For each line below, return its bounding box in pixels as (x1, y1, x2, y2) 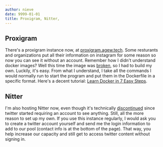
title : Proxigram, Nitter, (5, 16, 60, 21)
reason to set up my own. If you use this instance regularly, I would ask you (5, 115, 156, 121)
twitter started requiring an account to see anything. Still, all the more (5, 110, 144, 116)
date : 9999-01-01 (5, 12, 40, 17)
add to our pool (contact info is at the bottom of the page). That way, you (5, 126, 151, 131)
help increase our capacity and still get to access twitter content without (5, 131, 150, 137)
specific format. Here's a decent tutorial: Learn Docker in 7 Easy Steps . (5, 78, 147, 84)
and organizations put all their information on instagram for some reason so (5, 52, 156, 58)
